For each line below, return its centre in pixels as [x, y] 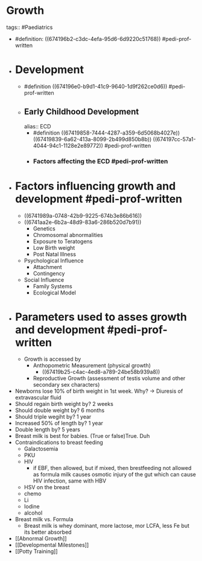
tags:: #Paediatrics [30, 27]
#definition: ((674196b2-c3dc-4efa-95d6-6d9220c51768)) [88, 39]
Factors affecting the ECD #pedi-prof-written [100, 161]
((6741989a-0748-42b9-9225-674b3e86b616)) [83, 215]
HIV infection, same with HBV [70, 481]
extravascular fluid [38, 398]
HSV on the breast [47, 487]
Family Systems [52, 286]
